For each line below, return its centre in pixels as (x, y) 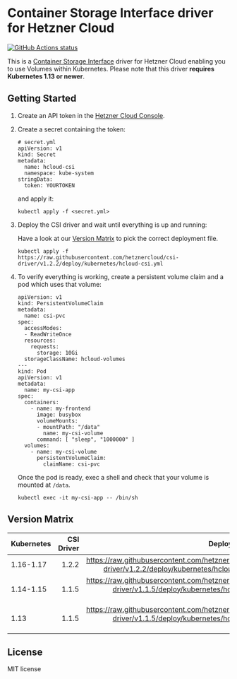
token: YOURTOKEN (50, 185)
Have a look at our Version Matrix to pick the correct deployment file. (118, 238)
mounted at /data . (44, 485)
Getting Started (42, 99)
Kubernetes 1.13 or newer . (46, 76)
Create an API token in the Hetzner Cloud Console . (91, 115)
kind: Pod (32, 371)
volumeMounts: (57, 421)
